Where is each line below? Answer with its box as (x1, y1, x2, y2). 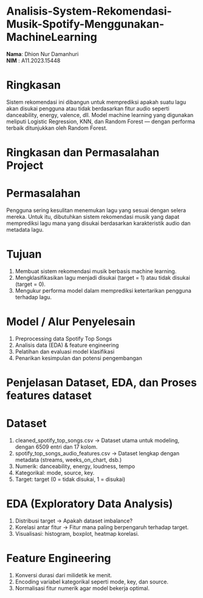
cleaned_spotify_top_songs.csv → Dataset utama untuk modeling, (15, 437, 180, 444)
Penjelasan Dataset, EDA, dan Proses (6, 376, 198, 390)
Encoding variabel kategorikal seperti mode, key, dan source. (15, 578, 169, 585)
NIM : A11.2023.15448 (6, 57, 61, 64)
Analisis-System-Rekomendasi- (6, 4, 172, 18)
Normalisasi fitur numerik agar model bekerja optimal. (15, 584, 150, 592)
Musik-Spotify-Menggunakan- (6, 17, 165, 31)
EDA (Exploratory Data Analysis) (6, 497, 173, 511)
